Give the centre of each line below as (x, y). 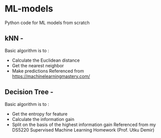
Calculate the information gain (43, 119)
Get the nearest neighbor (38, 65)
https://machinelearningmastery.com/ (51, 76)
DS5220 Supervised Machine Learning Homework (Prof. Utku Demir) (83, 130)
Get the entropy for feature (40, 114)
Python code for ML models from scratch (47, 23)
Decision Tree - (29, 92)
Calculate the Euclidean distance (46, 60)
